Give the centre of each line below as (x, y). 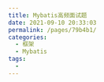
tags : (17, 59)
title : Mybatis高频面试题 (48, 15)
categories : (28, 37)
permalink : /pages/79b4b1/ (52, 30)
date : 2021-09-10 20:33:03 (52, 23)
